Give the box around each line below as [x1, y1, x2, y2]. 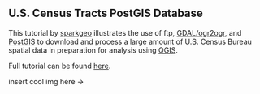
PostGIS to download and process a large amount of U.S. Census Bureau [8, 36, 252, 46]
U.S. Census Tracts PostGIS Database [8, 6, 203, 20]
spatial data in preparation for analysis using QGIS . [8, 45, 179, 55]
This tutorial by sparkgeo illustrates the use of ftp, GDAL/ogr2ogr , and [8, 28, 242, 37]
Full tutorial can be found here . [8, 61, 111, 70]
